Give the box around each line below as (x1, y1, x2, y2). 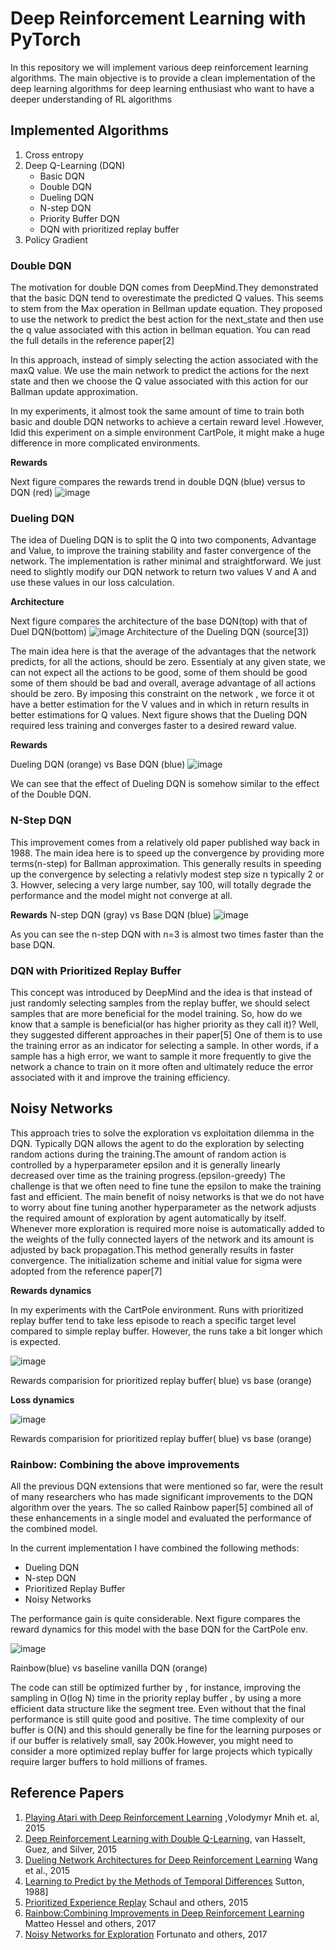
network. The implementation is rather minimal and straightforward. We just (10, 555, 322, 567)
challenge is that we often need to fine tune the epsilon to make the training (10, 1180, 322, 1192)
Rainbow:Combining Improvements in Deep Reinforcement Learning (24, 1907, 305, 1919)
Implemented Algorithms (10, 122, 170, 139)
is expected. (10, 1335, 62, 1347)
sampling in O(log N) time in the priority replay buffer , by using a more (10, 1692, 302, 1704)
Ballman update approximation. (10, 386, 138, 398)
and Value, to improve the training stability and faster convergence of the (10, 545, 312, 557)
